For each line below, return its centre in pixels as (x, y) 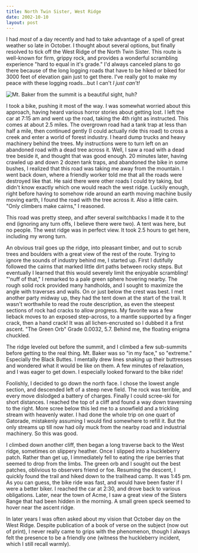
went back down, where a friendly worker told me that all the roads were (94, 175)
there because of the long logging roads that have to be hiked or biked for (96, 71)
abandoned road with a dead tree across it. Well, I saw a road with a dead (95, 150)
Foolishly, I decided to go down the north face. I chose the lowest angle (93, 383)
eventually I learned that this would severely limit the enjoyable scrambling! (97, 273)
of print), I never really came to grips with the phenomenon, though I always (98, 532)
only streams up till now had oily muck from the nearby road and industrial (96, 427)
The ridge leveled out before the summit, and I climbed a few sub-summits (97, 347)
